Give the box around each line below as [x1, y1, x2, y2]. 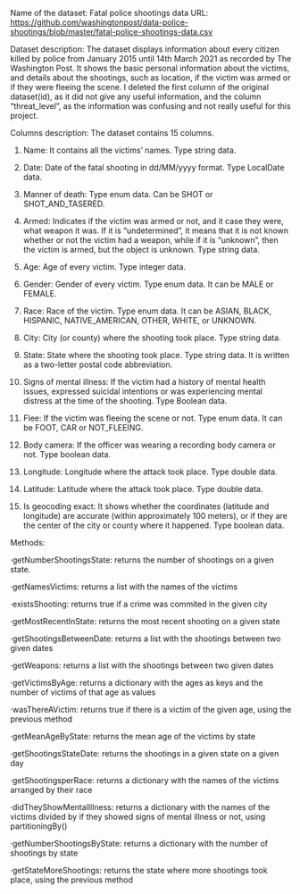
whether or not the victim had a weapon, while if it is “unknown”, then [22, 235, 279, 245]
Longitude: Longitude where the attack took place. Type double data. [22, 466, 278, 477]
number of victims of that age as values [10, 687, 156, 698]
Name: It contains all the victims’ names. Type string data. [22, 145, 237, 155]
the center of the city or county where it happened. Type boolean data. [22, 520, 285, 531]
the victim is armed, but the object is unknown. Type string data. [22, 245, 260, 255]
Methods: [10, 538, 46, 547]
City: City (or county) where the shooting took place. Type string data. [22, 332, 281, 343]
